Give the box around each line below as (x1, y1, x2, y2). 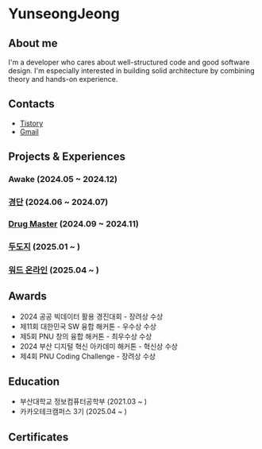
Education (8, 375, 60, 389)
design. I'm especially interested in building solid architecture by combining (8, 66, 256, 75)
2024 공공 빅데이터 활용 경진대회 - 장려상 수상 (19, 312, 164, 321)
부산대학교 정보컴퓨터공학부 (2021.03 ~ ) (19, 397, 148, 406)
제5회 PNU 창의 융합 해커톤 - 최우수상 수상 (19, 331, 152, 341)
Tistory (19, 118, 44, 128)
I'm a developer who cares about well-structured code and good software (8, 57, 250, 67)
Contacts (8, 97, 56, 111)
